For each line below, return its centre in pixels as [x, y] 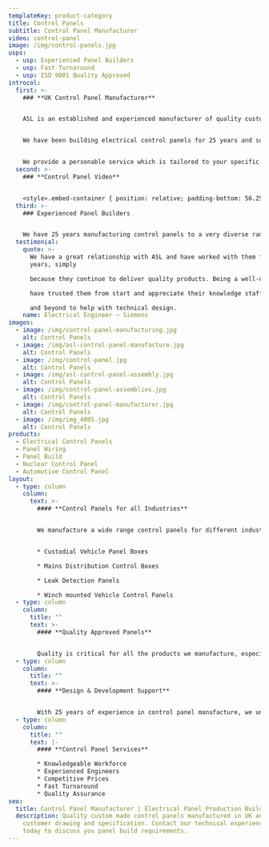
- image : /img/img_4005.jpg [62, 419]
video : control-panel [44, 38]
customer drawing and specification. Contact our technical [125, 824]
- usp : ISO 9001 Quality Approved [73, 75]
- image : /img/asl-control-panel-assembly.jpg [94, 375]
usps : [17, 53]
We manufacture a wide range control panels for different [138, 530]
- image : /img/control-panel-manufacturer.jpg [94, 404]
